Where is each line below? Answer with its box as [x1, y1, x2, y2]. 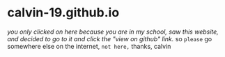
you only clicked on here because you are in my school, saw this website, [7, 27, 219, 36]
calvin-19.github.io [7, 5, 120, 21]
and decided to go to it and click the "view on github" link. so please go [7, 34, 212, 43]
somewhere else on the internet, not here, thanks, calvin [7, 42, 171, 50]
